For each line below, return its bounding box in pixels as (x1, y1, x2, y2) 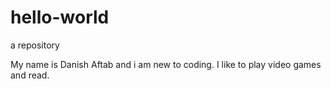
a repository (10, 39, 60, 51)
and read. (10, 69, 50, 81)
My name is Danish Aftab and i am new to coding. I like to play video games (10, 58, 322, 70)
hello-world (10, 6, 110, 29)
